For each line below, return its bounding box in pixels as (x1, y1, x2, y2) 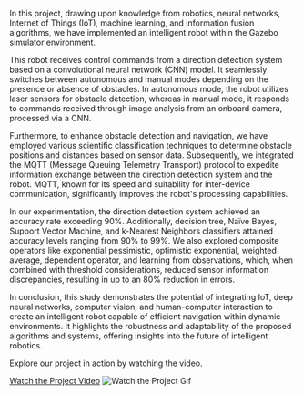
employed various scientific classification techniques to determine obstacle (9, 140, 293, 151)
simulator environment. (9, 36, 96, 47)
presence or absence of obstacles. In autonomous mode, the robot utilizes (9, 84, 289, 94)
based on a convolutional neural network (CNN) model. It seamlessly (9, 64, 268, 75)
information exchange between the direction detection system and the (9, 169, 273, 180)
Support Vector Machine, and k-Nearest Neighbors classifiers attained (9, 225, 274, 236)
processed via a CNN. (9, 113, 92, 123)
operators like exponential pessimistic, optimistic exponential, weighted (9, 245, 278, 255)
